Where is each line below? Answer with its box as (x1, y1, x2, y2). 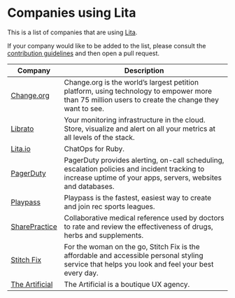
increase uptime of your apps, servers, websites (64, 173, 222, 183)
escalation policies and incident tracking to (64, 164, 205, 173)
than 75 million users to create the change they (64, 94, 219, 104)
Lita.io (10, 143, 31, 153)
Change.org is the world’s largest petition (64, 77, 199, 87)
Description (124, 65, 164, 75)
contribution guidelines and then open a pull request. (7, 49, 159, 57)
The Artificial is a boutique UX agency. (64, 279, 190, 289)
